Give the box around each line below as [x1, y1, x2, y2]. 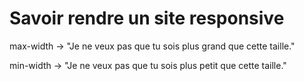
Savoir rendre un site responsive [9, 7, 285, 30]
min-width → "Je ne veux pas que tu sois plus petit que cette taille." [9, 59, 287, 71]
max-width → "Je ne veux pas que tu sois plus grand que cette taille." [9, 40, 296, 52]
